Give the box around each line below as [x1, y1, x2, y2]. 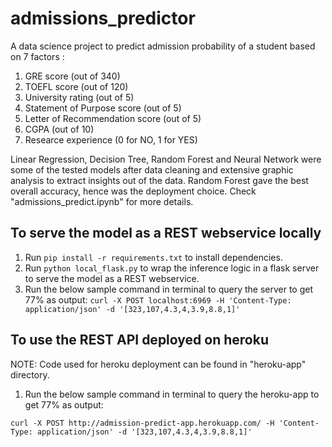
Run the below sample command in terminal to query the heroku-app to [24, 388, 320, 400]
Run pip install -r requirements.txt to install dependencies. [24, 251, 283, 263]
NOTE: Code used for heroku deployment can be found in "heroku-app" [10, 358, 307, 370]
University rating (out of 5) [24, 91, 135, 103]
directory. [10, 368, 50, 381]
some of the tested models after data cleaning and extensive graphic [10, 163, 294, 176]
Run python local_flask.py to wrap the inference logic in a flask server [24, 262, 320, 274]
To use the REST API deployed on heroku [10, 332, 269, 349]
